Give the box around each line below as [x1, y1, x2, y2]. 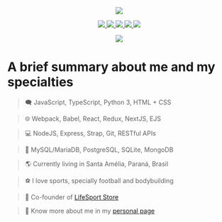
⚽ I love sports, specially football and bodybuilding [24, 176, 174, 184]
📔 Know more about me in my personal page [24, 206, 155, 215]
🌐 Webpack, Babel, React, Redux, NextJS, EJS [24, 114, 162, 123]
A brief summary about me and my [7, 59, 216, 75]
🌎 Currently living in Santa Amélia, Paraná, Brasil [24, 160, 169, 168]
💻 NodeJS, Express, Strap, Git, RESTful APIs [24, 128, 156, 138]
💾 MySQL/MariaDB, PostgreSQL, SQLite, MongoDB [24, 145, 174, 154]
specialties [7, 74, 74, 90]
